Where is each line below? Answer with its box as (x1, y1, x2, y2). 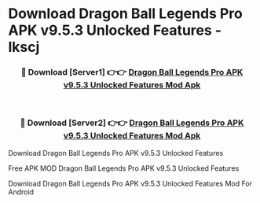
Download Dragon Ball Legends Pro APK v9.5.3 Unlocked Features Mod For (8, 179, 253, 188)
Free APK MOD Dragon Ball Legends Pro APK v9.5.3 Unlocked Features (8, 163, 240, 173)
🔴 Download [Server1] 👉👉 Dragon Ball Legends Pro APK (20, 67, 244, 78)
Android (8, 186, 34, 197)
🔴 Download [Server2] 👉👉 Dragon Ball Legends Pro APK (20, 117, 244, 128)
